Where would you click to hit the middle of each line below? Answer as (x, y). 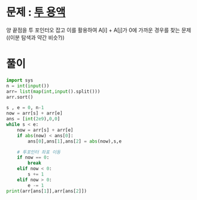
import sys (20, 80)
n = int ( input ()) (28, 86)
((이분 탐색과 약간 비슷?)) (35, 37)
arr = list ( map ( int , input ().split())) (53, 91)
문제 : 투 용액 (36, 12)
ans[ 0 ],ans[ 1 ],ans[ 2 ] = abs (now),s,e (75, 141)
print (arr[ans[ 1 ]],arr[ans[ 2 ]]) (46, 191)
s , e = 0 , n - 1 (25, 108)
